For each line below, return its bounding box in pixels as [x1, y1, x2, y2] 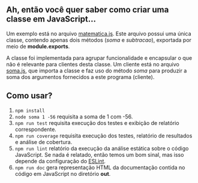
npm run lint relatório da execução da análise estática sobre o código [14, 145, 189, 152]
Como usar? [6, 91, 53, 101]
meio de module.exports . [6, 42, 70, 50]
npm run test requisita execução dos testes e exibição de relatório [14, 119, 179, 126]
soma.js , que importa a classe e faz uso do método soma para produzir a [6, 67, 187, 74]
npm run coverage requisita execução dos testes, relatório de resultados [14, 132, 193, 139]
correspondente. [14, 126, 57, 133]
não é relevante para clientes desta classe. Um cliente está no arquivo [6, 60, 180, 68]
